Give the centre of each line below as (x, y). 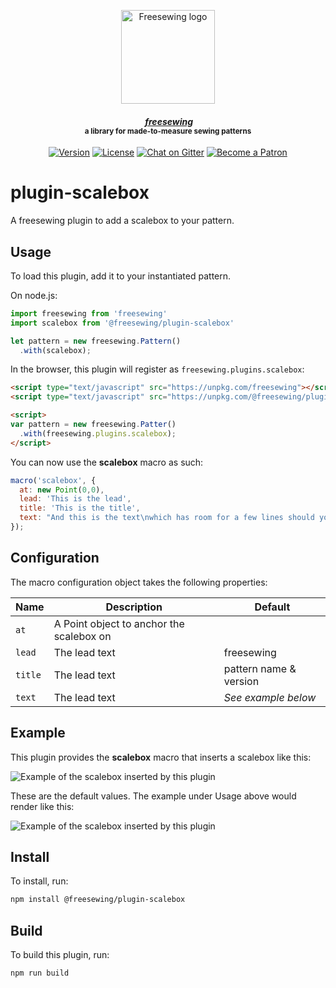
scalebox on (82, 636)
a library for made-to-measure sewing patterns (168, 131)
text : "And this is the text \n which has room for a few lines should (167, 518)
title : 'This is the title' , (80, 508)
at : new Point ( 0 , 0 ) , (62, 490)
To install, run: (39, 881)
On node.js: (34, 295)
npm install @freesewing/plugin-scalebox (98, 900)
